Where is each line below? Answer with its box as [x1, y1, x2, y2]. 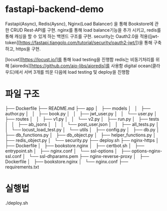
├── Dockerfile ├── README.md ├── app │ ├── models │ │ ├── [5, 105, 151, 111]
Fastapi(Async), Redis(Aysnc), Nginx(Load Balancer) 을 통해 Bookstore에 [5, 21, 154, 27]
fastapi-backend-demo [5, 4, 104, 15]
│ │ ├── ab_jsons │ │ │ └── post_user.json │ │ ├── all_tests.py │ [5, 121, 159, 127]
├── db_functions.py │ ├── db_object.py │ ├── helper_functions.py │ [5, 132, 156, 138]
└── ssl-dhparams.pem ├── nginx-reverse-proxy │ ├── [29, 153, 150, 159]
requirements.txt [5, 164, 39, 170]
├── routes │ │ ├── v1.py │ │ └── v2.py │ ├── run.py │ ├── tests [5, 116, 160, 122]
